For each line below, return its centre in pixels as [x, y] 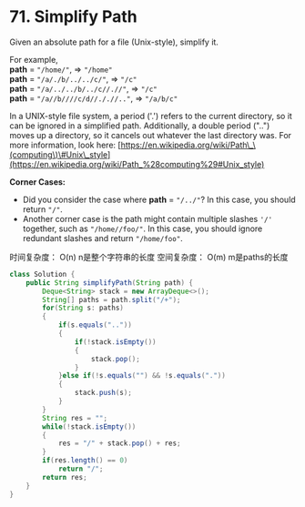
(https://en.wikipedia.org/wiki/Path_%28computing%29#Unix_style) [137, 164]
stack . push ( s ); [103, 393]
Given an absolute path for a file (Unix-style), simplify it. [114, 42]
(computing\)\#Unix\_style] [60, 154]
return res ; [65, 477]
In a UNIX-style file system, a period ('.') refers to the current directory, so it [151, 116]
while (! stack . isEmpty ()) [89, 426]
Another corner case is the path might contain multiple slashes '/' [147, 218]
